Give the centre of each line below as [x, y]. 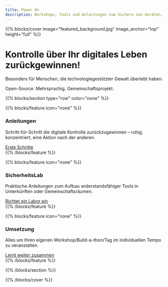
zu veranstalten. [22, 245]
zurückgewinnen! [43, 65]
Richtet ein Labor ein [27, 201]
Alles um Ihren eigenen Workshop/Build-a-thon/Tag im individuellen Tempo [83, 240]
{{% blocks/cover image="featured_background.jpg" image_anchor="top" [82, 29]
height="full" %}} [23, 34]
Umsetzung [20, 229]
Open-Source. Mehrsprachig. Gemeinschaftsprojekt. [60, 89]
